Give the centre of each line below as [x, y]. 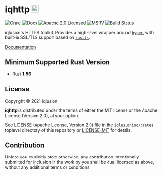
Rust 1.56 [22, 74]
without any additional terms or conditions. [48, 167]
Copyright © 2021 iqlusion [31, 101]
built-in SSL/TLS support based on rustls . [47, 37]
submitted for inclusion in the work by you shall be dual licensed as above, [80, 162]
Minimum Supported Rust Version [57, 62]
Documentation [20, 47]
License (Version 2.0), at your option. [42, 115]
